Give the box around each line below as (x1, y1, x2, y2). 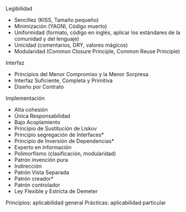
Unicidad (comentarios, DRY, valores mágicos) (14, 41, 129, 48)
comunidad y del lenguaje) (14, 35, 79, 42)
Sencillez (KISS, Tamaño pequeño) (14, 17, 99, 23)
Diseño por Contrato (14, 83, 65, 90)
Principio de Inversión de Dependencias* (14, 138, 115, 144)
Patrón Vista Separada (14, 169, 69, 176)
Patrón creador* (14, 175, 54, 182)
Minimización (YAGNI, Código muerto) (14, 23, 107, 30)
